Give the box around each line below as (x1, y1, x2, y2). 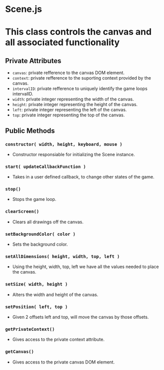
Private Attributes (5, 56, 62, 65)
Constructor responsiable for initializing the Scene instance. (12, 151, 135, 157)
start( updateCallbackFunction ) (5, 164, 86, 170)
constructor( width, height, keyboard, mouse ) (5, 141, 123, 147)
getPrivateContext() (5, 326, 55, 332)
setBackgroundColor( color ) (5, 231, 76, 237)
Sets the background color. (12, 241, 68, 247)
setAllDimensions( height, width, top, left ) (5, 254, 120, 259)
